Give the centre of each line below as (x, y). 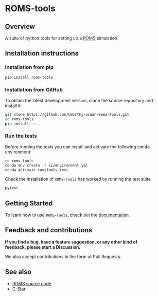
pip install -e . (23, 124)
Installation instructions (42, 53)
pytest (12, 188)
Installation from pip (29, 67)
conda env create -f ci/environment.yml (47, 165)
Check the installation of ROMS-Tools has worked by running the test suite (78, 179)
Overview (20, 27)
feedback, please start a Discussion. (43, 247)
